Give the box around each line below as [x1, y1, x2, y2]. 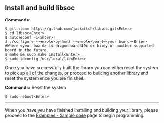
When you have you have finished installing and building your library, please [5, 107, 158, 113]
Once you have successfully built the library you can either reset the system [5, 64, 158, 70]
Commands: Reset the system [5, 84, 67, 90]
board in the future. [5, 47, 49, 53]
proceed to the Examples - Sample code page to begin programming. [5, 112, 145, 118]
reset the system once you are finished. [5, 75, 85, 81]
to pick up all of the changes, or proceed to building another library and [5, 70, 149, 76]
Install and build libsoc [5, 4, 75, 12]
